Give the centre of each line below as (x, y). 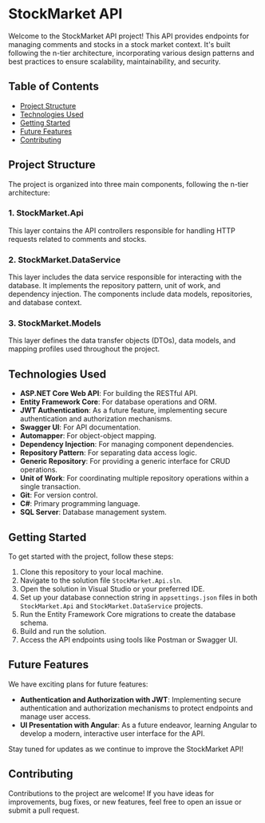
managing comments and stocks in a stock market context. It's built (119, 44)
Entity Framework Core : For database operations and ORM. (118, 402)
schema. (34, 623)
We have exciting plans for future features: (78, 684)
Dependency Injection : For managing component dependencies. (127, 445)
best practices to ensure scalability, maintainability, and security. (115, 61)
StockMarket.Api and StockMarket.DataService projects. (111, 606)
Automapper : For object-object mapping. (88, 436)
